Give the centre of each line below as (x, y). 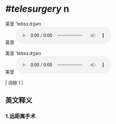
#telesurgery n (37, 9)
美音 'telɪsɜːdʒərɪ (23, 53)
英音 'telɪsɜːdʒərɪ (23, 24)
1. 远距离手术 (20, 116)
